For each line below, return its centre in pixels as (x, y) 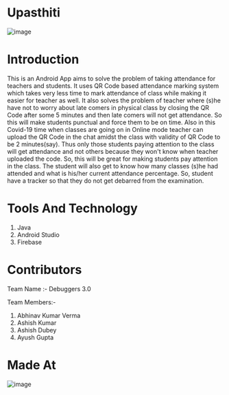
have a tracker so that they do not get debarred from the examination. (106, 181)
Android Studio (38, 234)
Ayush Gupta (35, 337)
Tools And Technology (73, 208)
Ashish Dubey (37, 330)
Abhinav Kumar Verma (49, 315)
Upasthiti (34, 13)
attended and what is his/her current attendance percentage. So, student (110, 173)
